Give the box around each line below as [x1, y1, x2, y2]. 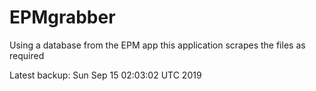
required [9, 49, 45, 61]
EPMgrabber [9, 6, 116, 29]
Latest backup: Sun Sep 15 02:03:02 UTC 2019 [9, 69, 202, 81]
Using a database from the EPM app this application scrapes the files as [9, 39, 306, 51]
